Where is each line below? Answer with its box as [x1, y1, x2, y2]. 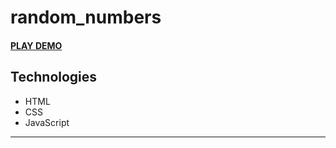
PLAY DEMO [10, 39, 63, 51]
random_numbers [10, 6, 162, 29]
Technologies [10, 69, 98, 86]
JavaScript [24, 116, 70, 128]
